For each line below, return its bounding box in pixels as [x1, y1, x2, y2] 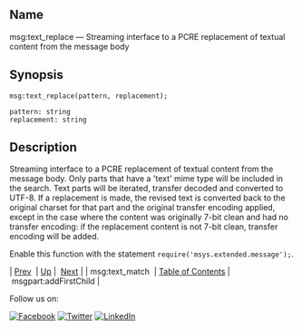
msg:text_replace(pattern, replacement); [9, 91, 169, 101]
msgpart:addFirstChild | [11, 276, 101, 286]
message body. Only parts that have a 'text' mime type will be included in [9, 173, 284, 184]
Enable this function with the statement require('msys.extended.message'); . [9, 248, 295, 259]
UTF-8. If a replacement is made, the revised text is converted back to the [9, 192, 286, 203]
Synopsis [9, 67, 63, 82]
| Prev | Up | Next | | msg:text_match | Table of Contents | [9, 267, 231, 277]
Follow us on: [9, 294, 59, 305]
